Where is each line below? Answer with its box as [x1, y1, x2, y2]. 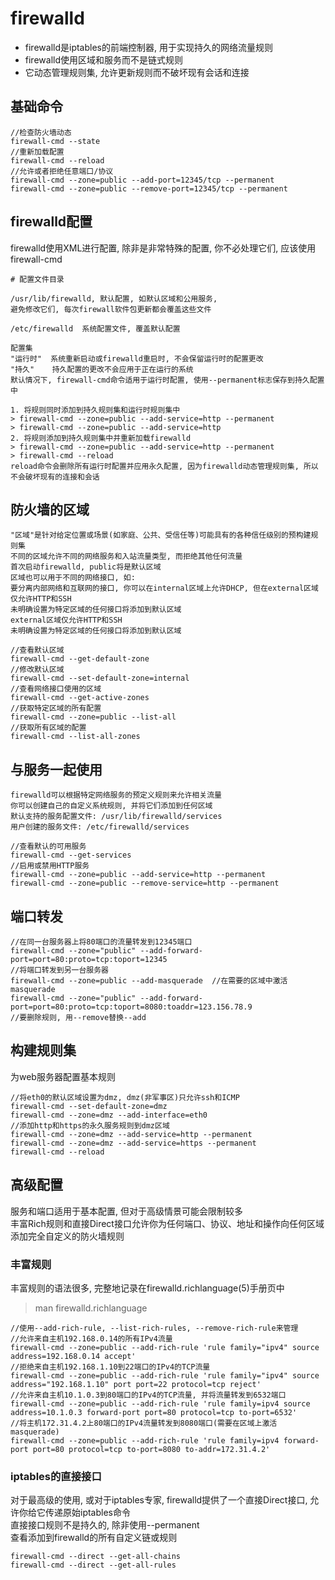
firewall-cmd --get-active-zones [10, 693, 150, 703]
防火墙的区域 [10, 501, 90, 518]
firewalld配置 [10, 213, 93, 231]
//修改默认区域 [10, 665, 65, 675]
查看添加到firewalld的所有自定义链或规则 [10, 1532, 178, 1544]
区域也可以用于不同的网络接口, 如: [10, 573, 136, 583]
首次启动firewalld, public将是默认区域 [10, 562, 162, 572]
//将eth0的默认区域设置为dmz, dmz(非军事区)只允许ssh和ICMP [10, 1092, 240, 1102]
